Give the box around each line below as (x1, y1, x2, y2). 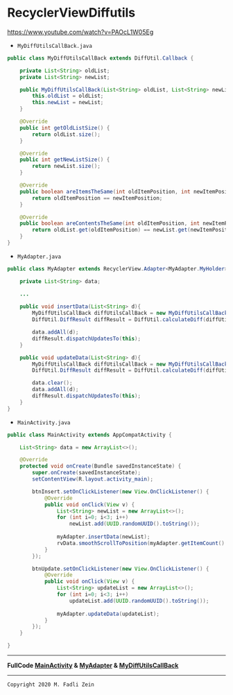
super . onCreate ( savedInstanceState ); (32, 470, 141, 477)
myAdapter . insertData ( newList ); (56, 533, 150, 540)
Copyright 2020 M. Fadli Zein (7, 681, 95, 688)
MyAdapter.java (17, 253, 62, 260)
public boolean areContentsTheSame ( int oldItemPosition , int (19, 220, 200, 227)
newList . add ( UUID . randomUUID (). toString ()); (69, 520, 200, 528)
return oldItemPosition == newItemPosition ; (32, 194, 163, 202)
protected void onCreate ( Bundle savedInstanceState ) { (19, 463, 182, 470)
